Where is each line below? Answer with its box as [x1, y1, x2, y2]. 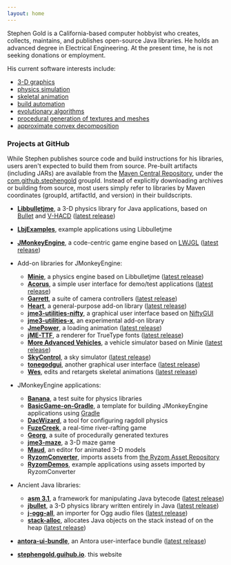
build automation [17, 99, 66, 107]
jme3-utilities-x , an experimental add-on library [27, 316, 165, 325]
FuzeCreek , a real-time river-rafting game [27, 423, 147, 431]
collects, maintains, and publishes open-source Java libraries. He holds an [7, 36, 219, 45]
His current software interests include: [7, 64, 116, 72]
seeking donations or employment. [7, 51, 106, 59]
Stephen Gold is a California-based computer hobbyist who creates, [7, 29, 201, 37]
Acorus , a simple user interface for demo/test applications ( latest [27, 280, 214, 288]
